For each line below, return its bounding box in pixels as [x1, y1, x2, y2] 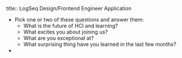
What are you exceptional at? [23, 35, 94, 41]
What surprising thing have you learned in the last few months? [23, 41, 177, 48]
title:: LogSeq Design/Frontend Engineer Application [6, 5, 132, 12]
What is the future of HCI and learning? [23, 23, 119, 29]
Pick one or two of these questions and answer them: [14, 16, 144, 23]
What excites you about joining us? [23, 28, 108, 35]
